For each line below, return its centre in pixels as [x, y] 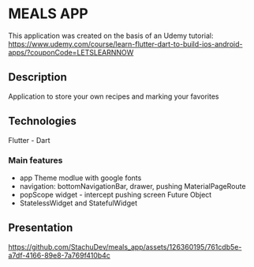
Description [37, 77]
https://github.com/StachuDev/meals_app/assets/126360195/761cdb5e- [125, 246]
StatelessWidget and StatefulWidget [78, 203]
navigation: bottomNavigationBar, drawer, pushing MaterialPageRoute [133, 186]
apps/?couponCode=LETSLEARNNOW [71, 52]
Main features [35, 160]
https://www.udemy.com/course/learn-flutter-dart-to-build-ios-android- [125, 43]
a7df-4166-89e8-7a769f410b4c [59, 255]
